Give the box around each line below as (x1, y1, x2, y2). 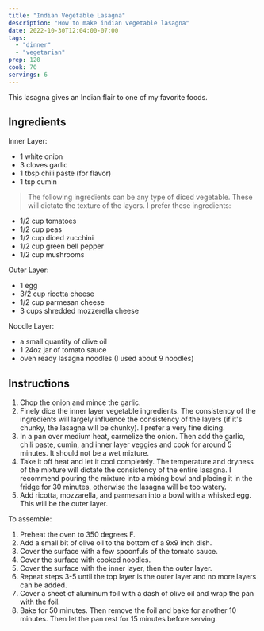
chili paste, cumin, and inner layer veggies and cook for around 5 (19, 440, 232, 449)
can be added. (19, 580, 67, 590)
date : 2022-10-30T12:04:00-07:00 (8, 26, 119, 34)
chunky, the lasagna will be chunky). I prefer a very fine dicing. (19, 423, 225, 433)
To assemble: (8, 514, 52, 524)
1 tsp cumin (19, 177, 57, 187)
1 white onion (19, 152, 63, 161)
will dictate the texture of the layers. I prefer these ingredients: (27, 201, 231, 210)
